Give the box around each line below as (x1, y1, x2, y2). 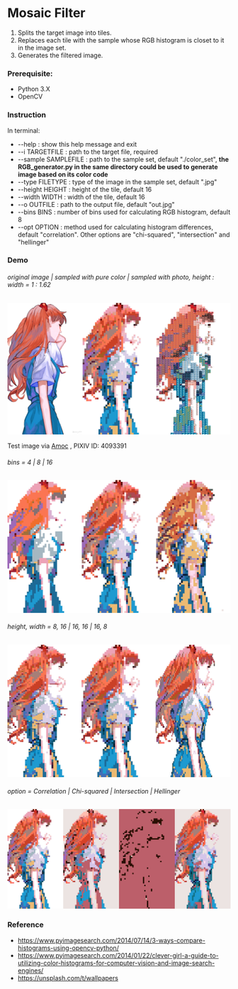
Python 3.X (17, 85, 51, 94)
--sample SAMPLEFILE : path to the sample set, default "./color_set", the (17, 154, 229, 164)
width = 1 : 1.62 (7, 281, 51, 289)
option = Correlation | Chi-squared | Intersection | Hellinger (7, 786, 181, 795)
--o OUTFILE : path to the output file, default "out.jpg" (17, 200, 175, 208)
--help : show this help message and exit (17, 140, 137, 148)
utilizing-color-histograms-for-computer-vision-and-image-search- (17, 959, 215, 967)
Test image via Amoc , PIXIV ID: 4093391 (7, 441, 127, 450)
